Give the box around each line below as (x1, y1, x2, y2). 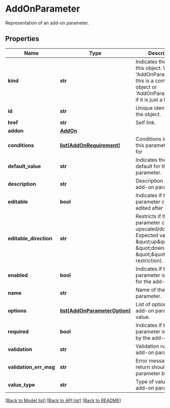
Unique (136, 104, 153, 112)
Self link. (136, 119, 156, 126)
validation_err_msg (8, 363, 55, 370)
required (8, 328, 29, 335)
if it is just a (136, 96, 163, 103)
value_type (8, 381, 35, 388)
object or (136, 83, 157, 90)
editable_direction (8, 235, 53, 242)
